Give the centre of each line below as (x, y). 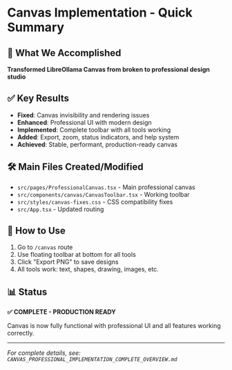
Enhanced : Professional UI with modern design (84, 122)
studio (17, 77)
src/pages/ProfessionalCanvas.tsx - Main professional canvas (106, 187)
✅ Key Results (38, 98)
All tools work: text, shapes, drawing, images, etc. (88, 269)
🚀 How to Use (36, 231)
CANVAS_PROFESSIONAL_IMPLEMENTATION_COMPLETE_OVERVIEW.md (92, 360)
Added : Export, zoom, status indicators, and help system (98, 137)
